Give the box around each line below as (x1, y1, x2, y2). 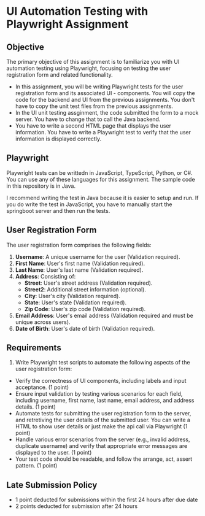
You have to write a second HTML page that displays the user (15, 122, 172, 129)
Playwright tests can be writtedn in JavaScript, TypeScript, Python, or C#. (6, 169, 193, 176)
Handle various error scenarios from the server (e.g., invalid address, (15, 436, 190, 443)
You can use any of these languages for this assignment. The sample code (6, 175, 195, 183)
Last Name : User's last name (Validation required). (15, 266, 144, 274)
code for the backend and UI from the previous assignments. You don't (15, 96, 195, 103)
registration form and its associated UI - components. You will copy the (15, 90, 195, 96)
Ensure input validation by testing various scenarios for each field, (15, 390, 183, 398)
